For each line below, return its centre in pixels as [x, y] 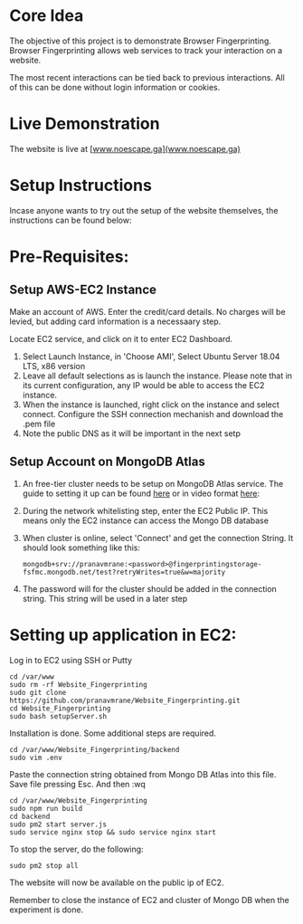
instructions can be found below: [71, 220]
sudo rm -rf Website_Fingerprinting [78, 684]
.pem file [39, 424]
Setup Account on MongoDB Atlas [107, 462]
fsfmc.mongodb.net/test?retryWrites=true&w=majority [124, 572]
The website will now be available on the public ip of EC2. [117, 882]
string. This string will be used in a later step [105, 598]
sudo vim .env [36, 757]
